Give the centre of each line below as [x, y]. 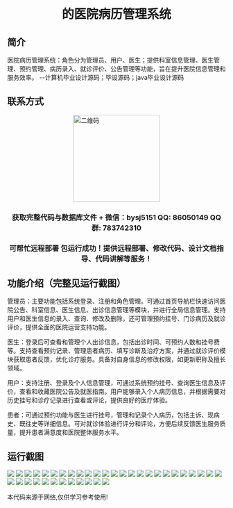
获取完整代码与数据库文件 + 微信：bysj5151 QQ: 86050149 [110, 218]
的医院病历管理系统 [116, 14]
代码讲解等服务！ [123, 259]
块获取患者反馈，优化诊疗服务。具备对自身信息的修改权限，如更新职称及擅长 [116, 359]
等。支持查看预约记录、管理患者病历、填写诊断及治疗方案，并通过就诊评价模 [116, 351]
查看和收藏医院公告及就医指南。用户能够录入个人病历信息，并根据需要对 [122, 392]
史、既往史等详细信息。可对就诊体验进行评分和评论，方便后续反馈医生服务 [113, 424]
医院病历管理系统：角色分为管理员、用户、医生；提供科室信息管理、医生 [110, 60]
